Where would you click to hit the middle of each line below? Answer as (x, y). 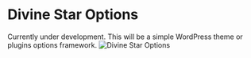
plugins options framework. (52, 44)
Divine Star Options (73, 15)
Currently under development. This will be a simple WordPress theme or (125, 37)
